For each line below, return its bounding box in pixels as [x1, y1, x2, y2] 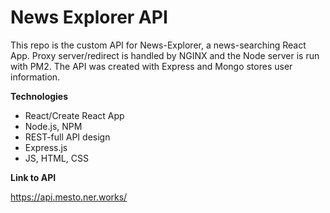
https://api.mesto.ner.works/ [10, 191, 128, 203]
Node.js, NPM [24, 120, 83, 132]
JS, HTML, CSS [24, 152, 89, 164]
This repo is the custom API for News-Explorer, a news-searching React [10, 39, 307, 51]
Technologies [10, 90, 69, 102]
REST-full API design [24, 131, 111, 143]
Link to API [10, 171, 57, 183]
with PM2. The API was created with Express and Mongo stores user [10, 60, 293, 72]
